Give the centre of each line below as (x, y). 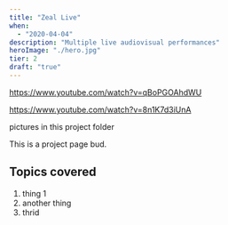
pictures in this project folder (62, 126)
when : (19, 26)
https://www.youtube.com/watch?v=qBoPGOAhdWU (106, 92)
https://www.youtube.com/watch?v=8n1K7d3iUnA (100, 109)
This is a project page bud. (58, 144)
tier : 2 (24, 59)
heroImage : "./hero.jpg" (55, 51)
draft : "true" (35, 68)
